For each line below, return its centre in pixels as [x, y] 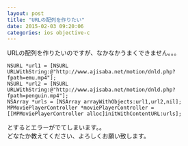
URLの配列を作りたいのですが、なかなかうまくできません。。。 [94, 53]
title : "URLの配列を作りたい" [46, 20]
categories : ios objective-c [49, 33]
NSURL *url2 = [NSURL [38, 84]
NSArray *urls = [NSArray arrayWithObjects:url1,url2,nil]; [95, 102]
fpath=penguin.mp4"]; [38, 96]
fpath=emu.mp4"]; [32, 78]
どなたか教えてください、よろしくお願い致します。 [79, 136]
